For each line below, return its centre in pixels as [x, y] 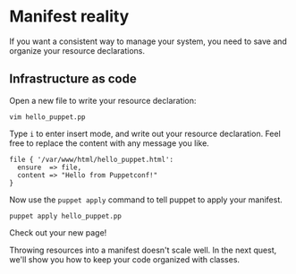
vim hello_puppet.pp [48, 117]
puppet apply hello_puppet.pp [66, 216]
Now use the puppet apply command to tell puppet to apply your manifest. [146, 200]
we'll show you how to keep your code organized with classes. [124, 259]
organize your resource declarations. [77, 50]
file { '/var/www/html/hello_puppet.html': [92, 159]
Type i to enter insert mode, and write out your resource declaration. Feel [145, 133]
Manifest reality [69, 17]
